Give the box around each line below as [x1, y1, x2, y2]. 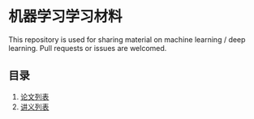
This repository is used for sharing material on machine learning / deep [8, 34, 246, 45]
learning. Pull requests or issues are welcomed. [8, 43, 167, 53]
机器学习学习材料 [8, 7, 123, 26]
